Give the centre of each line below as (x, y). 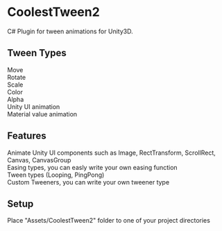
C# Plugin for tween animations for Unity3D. (70, 31)
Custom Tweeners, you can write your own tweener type (88, 182)
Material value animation (42, 114)
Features (27, 136)
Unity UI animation (34, 106)
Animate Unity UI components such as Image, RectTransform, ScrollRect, (112, 153)
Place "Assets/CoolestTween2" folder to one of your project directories (109, 221)
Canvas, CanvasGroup (39, 160)
